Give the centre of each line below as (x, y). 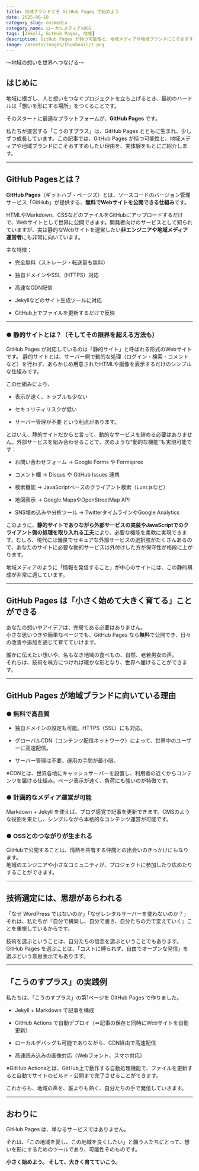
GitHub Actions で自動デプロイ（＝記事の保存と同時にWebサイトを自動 (102, 1023)
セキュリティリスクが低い (46, 409)
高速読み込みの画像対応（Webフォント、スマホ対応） (80, 1055)
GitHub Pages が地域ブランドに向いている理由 (91, 696)
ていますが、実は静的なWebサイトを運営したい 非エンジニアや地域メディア (97, 230)
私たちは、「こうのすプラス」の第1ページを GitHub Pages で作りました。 (94, 997)
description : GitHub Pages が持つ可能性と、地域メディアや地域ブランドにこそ (93, 39)
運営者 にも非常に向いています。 (45, 237)
